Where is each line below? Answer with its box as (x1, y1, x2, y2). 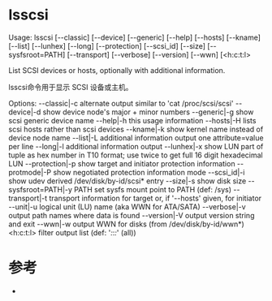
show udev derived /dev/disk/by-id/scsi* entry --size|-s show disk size (8, 176, 247, 186)
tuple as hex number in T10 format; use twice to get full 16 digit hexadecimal (8, 150, 263, 160)
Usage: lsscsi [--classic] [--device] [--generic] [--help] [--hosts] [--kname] (8, 32, 261, 42)
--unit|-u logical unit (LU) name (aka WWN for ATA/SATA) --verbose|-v (8, 201, 246, 212)
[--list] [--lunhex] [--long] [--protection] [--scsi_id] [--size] (8, 41, 205, 50)
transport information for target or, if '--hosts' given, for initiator (49, 193, 262, 203)
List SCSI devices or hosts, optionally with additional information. (8, 65, 226, 75)
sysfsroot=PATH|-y (8, 184, 73, 194)
